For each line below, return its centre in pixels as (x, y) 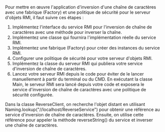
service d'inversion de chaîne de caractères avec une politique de (79, 90)
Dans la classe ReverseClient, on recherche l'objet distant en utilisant (75, 104)
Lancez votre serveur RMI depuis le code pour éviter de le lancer (78, 74)
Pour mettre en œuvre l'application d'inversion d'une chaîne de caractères (81, 7)
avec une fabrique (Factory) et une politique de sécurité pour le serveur (78, 12)
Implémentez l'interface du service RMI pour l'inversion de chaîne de (82, 27)
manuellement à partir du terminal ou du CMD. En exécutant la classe (82, 79)
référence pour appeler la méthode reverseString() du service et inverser (79, 120)
